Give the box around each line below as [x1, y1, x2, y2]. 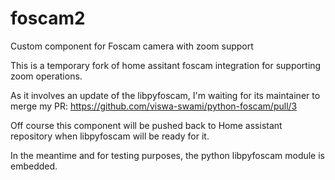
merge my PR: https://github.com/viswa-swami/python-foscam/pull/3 [10, 100, 298, 112]
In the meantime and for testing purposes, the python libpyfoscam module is [10, 149, 326, 161]
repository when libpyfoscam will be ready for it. [10, 130, 210, 142]
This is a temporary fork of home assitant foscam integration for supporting [10, 59, 322, 71]
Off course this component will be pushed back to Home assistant [10, 119, 283, 131]
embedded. [10, 160, 58, 172]
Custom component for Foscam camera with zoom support [10, 40, 254, 52]
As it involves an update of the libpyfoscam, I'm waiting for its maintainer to [10, 89, 321, 101]
